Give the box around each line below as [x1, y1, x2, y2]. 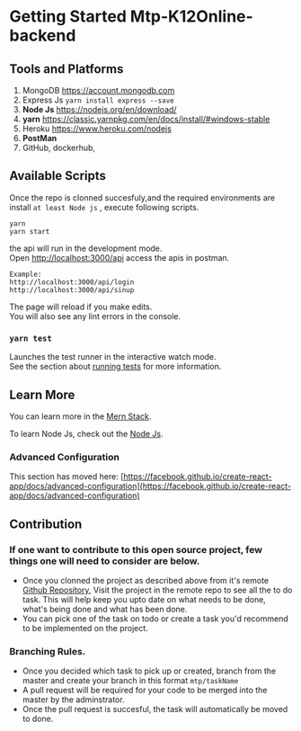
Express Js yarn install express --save [22, 94, 174, 105]
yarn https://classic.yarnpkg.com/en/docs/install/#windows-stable [22, 114, 270, 124]
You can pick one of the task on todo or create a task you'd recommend [22, 613, 289, 624]
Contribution [9, 516, 83, 531]
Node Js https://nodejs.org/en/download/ [22, 104, 177, 114]
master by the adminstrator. [22, 694, 125, 705]
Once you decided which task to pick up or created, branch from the [22, 665, 277, 676]
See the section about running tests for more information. [9, 361, 222, 372]
